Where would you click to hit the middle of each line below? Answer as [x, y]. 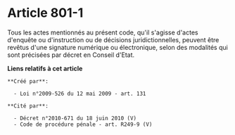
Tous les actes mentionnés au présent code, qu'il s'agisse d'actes [103, 32]
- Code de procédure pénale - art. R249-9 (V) [83, 124]
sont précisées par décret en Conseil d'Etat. [71, 55]
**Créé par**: [28, 81]
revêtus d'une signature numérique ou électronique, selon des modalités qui [118, 47]
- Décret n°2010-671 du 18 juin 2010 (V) [75, 118]
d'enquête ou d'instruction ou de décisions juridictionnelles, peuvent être [113, 39]
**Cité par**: [28, 106]
